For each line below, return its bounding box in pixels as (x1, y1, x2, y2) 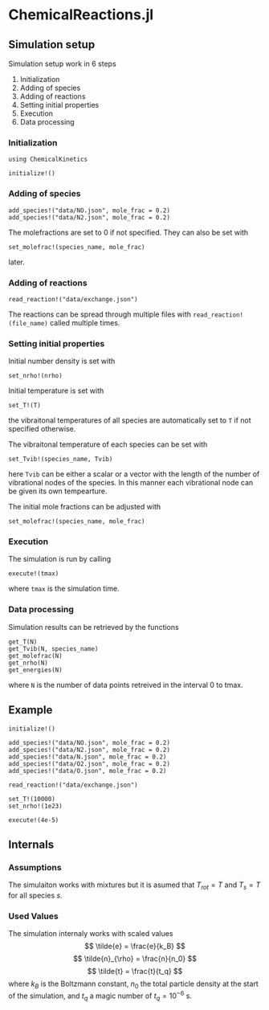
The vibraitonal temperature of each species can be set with (8, 440, 208, 449)
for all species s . (8, 890, 63, 901)
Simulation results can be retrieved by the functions (8, 622, 179, 632)
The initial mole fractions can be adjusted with (8, 502, 161, 512)
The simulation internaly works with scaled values (8, 929, 173, 938)
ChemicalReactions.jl (8, 6, 154, 24)
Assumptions (8, 861, 62, 873)
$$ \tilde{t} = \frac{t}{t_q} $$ (87, 967, 183, 976)
